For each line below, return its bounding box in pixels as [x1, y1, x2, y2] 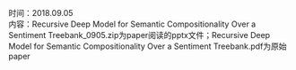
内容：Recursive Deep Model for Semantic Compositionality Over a [8, 19, 257, 29]
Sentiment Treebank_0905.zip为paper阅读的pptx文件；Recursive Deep [8, 30, 271, 40]
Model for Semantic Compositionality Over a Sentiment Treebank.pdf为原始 [8, 41, 288, 51]
